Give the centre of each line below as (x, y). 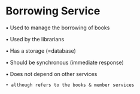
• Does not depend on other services (51, 74)
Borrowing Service (53, 11)
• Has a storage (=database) (41, 51)
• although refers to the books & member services (70, 85)
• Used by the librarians (35, 39)
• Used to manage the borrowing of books (58, 28)
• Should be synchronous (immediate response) (65, 62)
